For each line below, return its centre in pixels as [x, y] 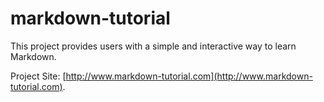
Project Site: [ [38, 76]
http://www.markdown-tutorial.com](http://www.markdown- [189, 76]
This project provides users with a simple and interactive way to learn [153, 46]
